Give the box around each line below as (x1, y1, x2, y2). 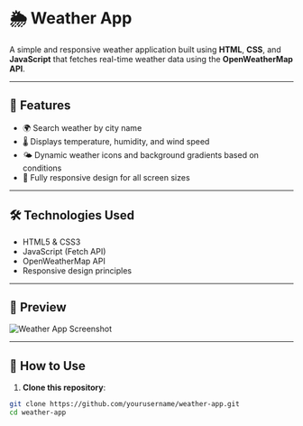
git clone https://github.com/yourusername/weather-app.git (9, 400, 241, 409)
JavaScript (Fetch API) (22, 245, 106, 256)
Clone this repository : (22, 382, 106, 394)
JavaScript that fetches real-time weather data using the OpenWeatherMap (9, 53, 293, 64)
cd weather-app (9, 408, 67, 417)
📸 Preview (9, 300, 67, 315)
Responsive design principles (22, 264, 133, 276)
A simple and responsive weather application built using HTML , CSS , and (9, 43, 281, 55)
